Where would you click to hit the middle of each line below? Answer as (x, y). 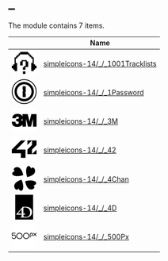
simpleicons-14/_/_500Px (86, 237)
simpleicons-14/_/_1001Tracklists (100, 63)
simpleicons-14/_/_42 (80, 150)
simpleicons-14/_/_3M (81, 121)
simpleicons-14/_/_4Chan (86, 179)
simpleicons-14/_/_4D (80, 208)
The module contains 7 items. (57, 25)
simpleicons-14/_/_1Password (94, 92)
